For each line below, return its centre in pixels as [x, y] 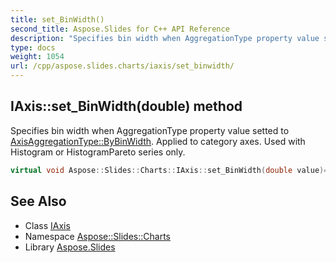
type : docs [33, 47]
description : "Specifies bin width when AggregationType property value [165, 38]
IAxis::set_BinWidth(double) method [126, 106]
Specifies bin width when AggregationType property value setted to [150, 130]
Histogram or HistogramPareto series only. [98, 152]
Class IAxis [47, 225]
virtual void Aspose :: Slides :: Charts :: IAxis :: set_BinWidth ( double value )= [169, 170]
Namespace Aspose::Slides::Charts [97, 236]
